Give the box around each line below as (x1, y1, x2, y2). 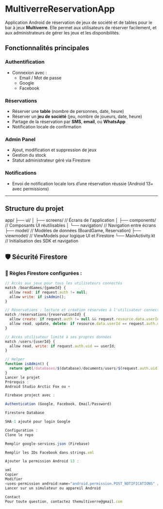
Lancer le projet (5, 375, 40, 380)
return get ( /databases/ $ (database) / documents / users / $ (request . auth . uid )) (9, 366, 162, 371)
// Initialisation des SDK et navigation (5, 238, 79, 244)
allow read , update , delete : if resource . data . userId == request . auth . (9, 321, 158, 327)
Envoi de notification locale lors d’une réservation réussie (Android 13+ (12, 181, 154, 186)
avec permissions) (12, 186, 49, 192)
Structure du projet (5, 204, 64, 213)
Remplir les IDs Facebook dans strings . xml (5, 450, 95, 455)
